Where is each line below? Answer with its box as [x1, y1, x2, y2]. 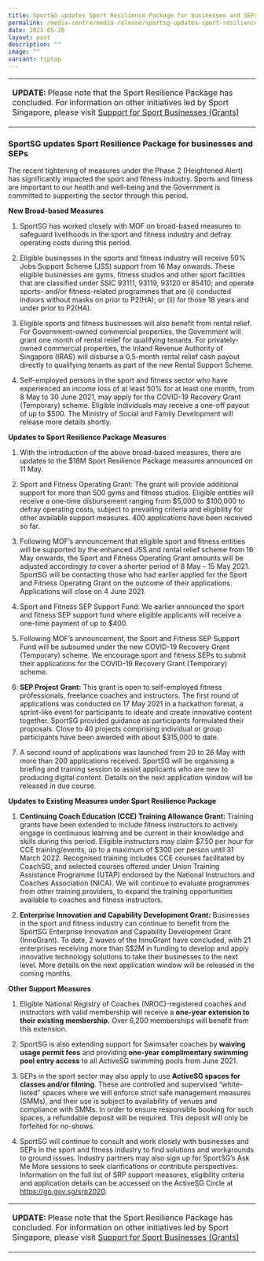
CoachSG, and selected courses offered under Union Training [19, 862, 220, 871]
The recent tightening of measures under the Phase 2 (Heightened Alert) [8, 166, 244, 175]
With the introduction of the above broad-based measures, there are [19, 448, 242, 457]
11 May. [19, 464, 43, 474]
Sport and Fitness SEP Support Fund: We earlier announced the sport [19, 602, 245, 611]
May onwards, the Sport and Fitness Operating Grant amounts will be [19, 553, 244, 563]
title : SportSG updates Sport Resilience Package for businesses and [8, 11, 241, 20]
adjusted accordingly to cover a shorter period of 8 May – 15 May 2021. [19, 562, 251, 571]
